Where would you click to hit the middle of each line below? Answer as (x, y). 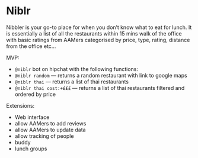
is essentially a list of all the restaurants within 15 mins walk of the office (94, 33)
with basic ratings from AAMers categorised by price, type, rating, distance (98, 40)
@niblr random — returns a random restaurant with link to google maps (101, 75)
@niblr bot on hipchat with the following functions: (76, 69)
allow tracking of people (44, 136)
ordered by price (35, 94)
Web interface (32, 117)
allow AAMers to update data (50, 130)
